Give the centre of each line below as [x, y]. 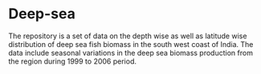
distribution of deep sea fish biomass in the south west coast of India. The [131, 44]
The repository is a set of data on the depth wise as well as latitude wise [128, 36]
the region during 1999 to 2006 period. [72, 61]
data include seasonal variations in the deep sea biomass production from [130, 53]
